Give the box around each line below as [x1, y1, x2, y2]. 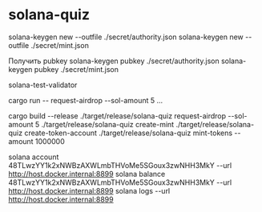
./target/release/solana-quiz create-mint [41, 119, 175, 129]
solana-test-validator [8, 80, 78, 90]
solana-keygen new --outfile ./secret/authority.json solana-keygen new [8, 32, 244, 42]
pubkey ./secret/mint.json [34, 64, 119, 74]
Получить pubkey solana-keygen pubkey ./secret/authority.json [8, 56, 220, 66]
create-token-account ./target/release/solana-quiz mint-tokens [23, 128, 233, 138]
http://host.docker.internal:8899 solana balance [8, 169, 166, 178]
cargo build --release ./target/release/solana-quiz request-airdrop [8, 110, 227, 121]
